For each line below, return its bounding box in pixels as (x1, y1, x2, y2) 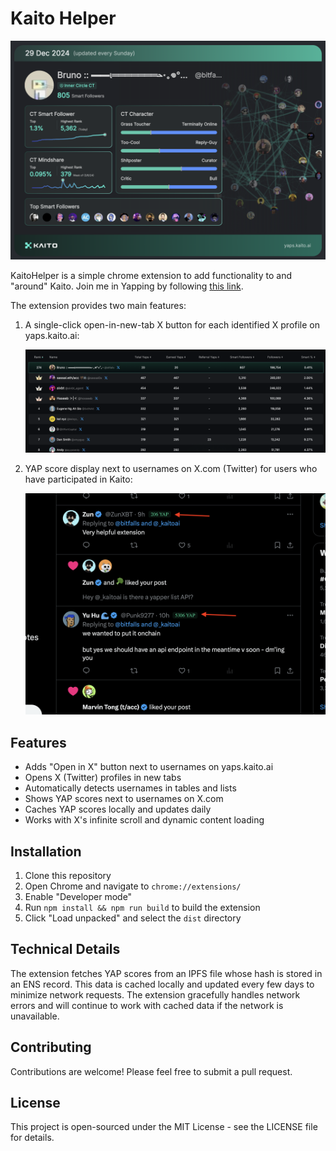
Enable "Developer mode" (24, 890, 133, 902)
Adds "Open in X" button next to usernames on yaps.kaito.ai (24, 761, 274, 773)
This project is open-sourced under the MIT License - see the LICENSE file (10, 1121, 318, 1133)
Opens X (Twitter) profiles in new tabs (24, 772, 182, 784)
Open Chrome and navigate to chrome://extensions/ (24, 880, 242, 892)
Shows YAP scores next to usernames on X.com (24, 793, 224, 805)
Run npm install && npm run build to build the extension (24, 901, 261, 913)
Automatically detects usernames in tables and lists (24, 782, 237, 794)
